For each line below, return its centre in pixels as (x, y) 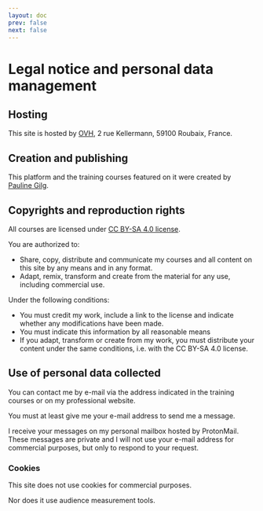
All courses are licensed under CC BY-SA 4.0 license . (94, 229)
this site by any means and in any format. (86, 268)
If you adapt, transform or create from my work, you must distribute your (137, 340)
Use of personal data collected (84, 373)
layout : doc (27, 15)
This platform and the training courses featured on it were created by (120, 177)
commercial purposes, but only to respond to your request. (103, 447)
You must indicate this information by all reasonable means (115, 332)
